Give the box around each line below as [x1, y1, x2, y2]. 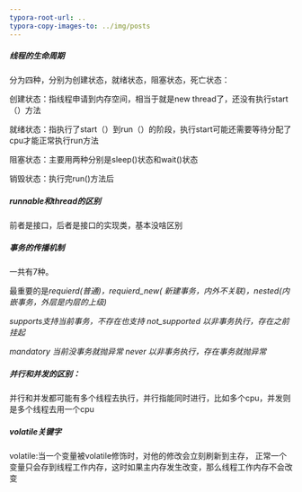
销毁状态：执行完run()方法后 [9, 173, 115, 184]
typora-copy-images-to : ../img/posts [9, 22, 151, 31]
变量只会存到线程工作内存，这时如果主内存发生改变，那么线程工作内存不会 [9, 461, 285, 472]
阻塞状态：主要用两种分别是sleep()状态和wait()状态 [9, 154, 199, 165]
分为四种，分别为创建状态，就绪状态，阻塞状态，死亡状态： [9, 75, 230, 85]
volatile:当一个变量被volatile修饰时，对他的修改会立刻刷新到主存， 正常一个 [9, 451, 288, 461]
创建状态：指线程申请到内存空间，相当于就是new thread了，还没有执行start [9, 93, 289, 104]
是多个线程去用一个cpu [9, 404, 94, 415]
